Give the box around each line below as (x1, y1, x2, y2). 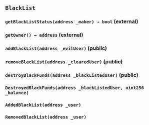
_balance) (5, 90, 29, 96)
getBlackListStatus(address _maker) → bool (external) (5, 18, 138, 25)
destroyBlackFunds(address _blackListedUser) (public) (5, 72, 138, 78)
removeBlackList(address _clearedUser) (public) (5, 58, 123, 65)
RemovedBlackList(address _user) (5, 114, 86, 120)
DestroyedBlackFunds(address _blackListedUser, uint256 (5, 85, 144, 91)
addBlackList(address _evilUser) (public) (5, 45, 107, 52)
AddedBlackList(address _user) (5, 102, 81, 108)
